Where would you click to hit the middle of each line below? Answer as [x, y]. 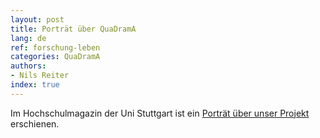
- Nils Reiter [40, 76]
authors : [28, 66]
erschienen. [35, 123]
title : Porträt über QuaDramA [73, 29]
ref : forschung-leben [55, 47]
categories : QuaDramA [55, 57]
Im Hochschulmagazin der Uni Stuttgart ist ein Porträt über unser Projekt [160, 113]
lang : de [28, 38]
